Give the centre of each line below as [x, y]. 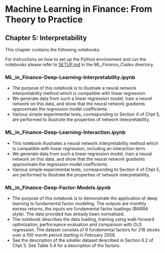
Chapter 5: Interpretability [46, 38]
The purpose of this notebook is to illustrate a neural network [74, 88]
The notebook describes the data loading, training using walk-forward [83, 219]
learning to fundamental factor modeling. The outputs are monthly [79, 203]
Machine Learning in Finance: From [79, 9]
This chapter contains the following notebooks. [53, 50]
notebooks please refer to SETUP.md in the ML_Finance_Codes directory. [80, 64]
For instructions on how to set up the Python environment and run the [76, 59]
